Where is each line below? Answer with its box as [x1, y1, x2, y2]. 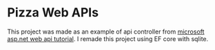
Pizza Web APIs [7, 5, 99, 21]
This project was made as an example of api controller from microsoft [7, 27, 205, 36]
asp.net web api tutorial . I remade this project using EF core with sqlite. [7, 34, 209, 42]
